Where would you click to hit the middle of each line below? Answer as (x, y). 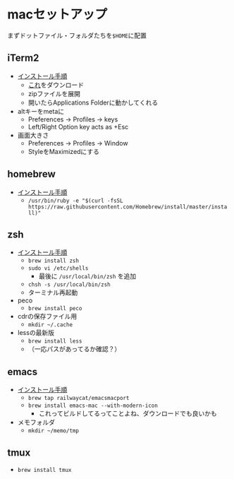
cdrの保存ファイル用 (47, 317)
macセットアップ (57, 14)
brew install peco (55, 309)
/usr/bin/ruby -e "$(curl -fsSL (75, 201)
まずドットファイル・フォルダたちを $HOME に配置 (77, 35)
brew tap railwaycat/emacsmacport (79, 398)
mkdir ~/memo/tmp (54, 431)
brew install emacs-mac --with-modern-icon (93, 406)
